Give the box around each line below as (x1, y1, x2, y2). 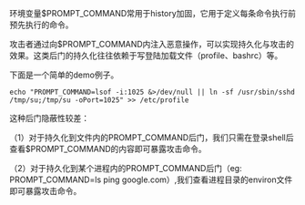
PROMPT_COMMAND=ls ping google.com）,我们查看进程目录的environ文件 (9, 174, 293, 185)
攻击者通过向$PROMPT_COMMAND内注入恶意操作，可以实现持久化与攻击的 (9, 39, 294, 49)
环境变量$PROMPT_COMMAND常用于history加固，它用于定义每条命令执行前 (9, 8, 297, 18)
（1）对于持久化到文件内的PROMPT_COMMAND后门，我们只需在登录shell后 (9, 132, 294, 143)
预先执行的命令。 (9, 19, 74, 30)
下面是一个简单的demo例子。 (9, 69, 119, 80)
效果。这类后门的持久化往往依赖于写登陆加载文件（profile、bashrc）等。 (9, 50, 283, 61)
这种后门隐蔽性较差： (9, 113, 89, 123)
